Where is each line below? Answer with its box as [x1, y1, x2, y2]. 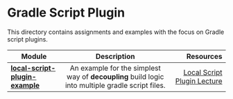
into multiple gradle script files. [64, 80, 166, 90]
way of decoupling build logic [67, 71, 164, 81]
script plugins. [7, 35, 49, 43]
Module [21, 51, 47, 61]
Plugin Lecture [175, 76, 223, 86]
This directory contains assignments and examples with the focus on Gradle [7, 28, 225, 36]
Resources [186, 51, 223, 61]
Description [95, 51, 135, 61]
